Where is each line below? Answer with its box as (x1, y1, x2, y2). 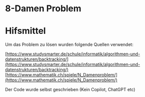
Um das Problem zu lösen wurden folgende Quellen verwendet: (5, 42, 134, 48)
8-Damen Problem (5, 3, 82, 14)
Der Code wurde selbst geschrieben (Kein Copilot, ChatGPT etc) (5, 87, 136, 93)
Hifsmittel (5, 25, 46, 37)
